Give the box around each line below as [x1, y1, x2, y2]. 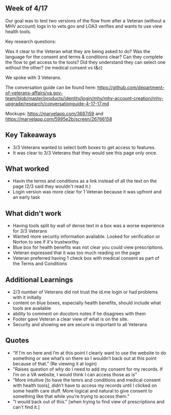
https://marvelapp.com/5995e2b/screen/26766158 [5, 116, 112, 122]
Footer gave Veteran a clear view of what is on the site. [12, 316, 129, 322]
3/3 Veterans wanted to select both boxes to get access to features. [12, 144, 156, 150]
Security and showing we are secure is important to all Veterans [12, 322, 148, 328]
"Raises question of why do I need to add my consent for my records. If [12, 366, 163, 372]
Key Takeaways [5, 131, 57, 139]
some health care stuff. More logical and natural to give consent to [12, 387, 153, 394]
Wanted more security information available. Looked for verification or [12, 233, 160, 239]
